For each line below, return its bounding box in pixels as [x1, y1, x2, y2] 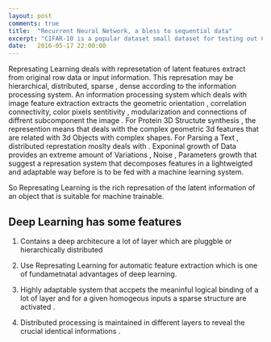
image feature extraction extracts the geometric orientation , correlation [8, 99, 247, 108]
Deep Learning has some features [8, 215, 182, 229]
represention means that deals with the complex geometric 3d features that [8, 125, 260, 134]
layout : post [8, 11, 52, 20]
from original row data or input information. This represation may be [8, 73, 234, 82]
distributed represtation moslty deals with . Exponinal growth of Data [8, 141, 236, 151]
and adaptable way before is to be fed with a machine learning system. [8, 167, 244, 177]
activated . [19, 302, 56, 311]
